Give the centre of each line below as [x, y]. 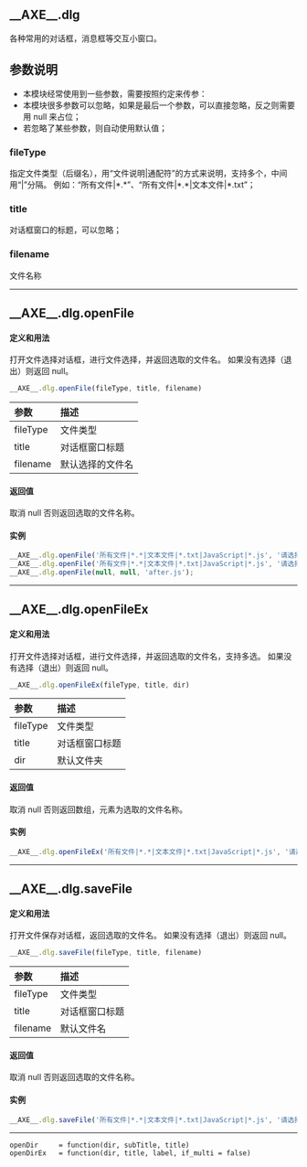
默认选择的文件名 [97, 464]
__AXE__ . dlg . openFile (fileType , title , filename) [106, 389]
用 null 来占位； [52, 116]
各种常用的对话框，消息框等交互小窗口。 [85, 38]
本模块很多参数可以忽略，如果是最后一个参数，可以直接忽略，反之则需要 [159, 105]
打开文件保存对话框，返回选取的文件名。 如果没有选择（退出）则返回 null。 [151, 936]
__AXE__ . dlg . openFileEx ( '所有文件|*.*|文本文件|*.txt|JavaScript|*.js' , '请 [153, 851]
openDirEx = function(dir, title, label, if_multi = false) [130, 1153]
